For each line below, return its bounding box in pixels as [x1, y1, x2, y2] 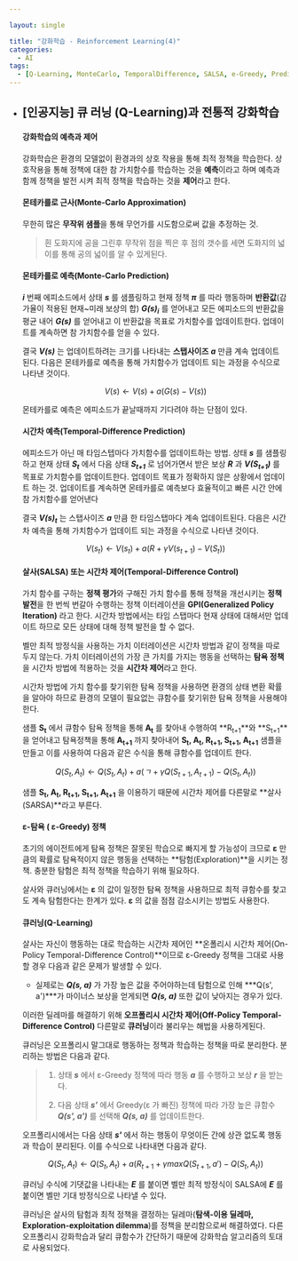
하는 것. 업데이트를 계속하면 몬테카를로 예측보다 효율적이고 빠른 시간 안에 [31, 482, 283, 493]
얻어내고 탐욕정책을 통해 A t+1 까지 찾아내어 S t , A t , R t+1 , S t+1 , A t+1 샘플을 [31, 735, 282, 747]
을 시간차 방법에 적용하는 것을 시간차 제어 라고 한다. [21, 662, 198, 673]
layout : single [9, 20, 66, 29]
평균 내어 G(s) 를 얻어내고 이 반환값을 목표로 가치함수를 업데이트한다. [21, 315, 261, 326]
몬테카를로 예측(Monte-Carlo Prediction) [21, 270, 169, 281]
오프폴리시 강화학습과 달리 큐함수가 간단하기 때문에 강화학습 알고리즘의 [21, 1231, 267, 1241]
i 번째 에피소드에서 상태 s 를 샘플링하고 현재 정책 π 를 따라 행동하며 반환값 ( [21, 292, 280, 302]
